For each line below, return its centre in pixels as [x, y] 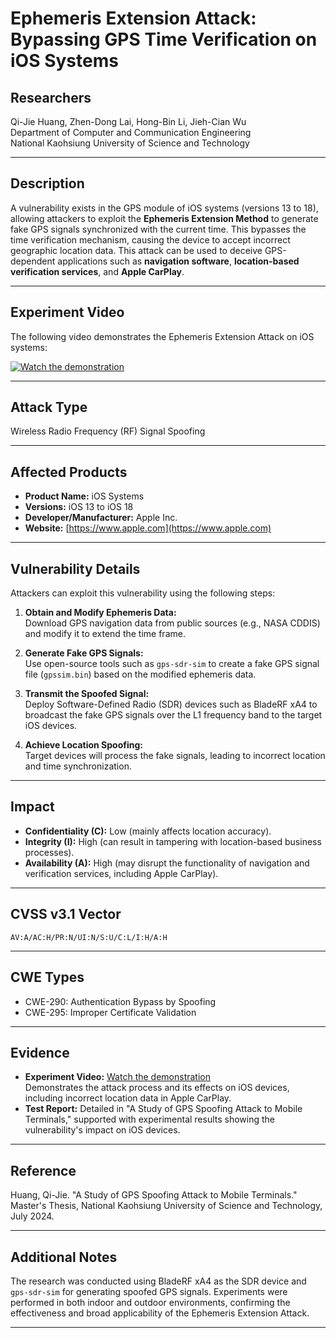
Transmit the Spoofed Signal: [87, 694]
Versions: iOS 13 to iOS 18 [79, 507]
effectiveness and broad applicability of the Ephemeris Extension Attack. [160, 1313]
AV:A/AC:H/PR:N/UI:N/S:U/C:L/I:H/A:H [89, 937]
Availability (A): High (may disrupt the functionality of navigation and [167, 863]
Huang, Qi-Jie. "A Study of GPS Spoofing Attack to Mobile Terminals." [154, 1195]
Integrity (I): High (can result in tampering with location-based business [173, 841]
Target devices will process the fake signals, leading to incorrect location [175, 756]
